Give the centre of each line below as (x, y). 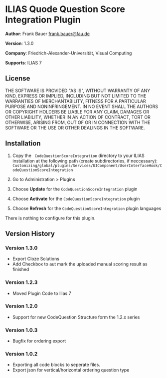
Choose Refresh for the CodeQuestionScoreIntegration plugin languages (87, 208)
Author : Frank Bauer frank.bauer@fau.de (47, 33)
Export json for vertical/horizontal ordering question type (71, 370)
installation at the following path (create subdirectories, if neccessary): (85, 160)
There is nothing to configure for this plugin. (50, 218)
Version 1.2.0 (22, 306)
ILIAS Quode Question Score (65, 9)
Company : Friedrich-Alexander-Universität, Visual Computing (69, 53)
